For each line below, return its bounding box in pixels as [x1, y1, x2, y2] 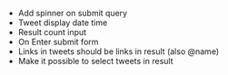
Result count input [17, 27, 87, 37]
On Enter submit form [17, 36, 99, 47]
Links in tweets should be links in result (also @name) [17, 46, 220, 57]
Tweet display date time [17, 17, 108, 28]
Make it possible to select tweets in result [17, 56, 174, 66]
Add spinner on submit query [17, 8, 128, 18]
